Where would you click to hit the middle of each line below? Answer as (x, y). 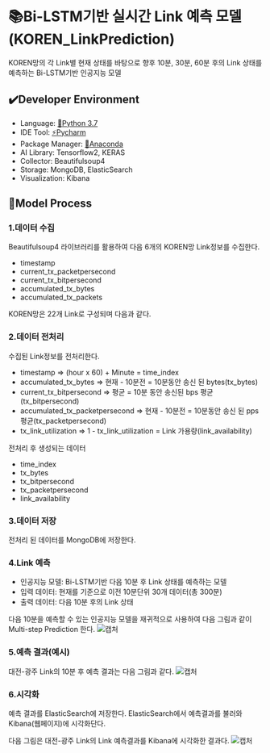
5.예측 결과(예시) (39, 652)
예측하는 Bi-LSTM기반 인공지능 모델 (65, 73)
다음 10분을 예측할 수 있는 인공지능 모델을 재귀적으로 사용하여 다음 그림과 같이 (130, 619)
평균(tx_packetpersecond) (63, 420)
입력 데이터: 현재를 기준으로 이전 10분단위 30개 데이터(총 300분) (121, 592)
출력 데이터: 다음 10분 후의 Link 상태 (77, 602)
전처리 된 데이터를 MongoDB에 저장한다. (72, 540)
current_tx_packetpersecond (68, 272)
